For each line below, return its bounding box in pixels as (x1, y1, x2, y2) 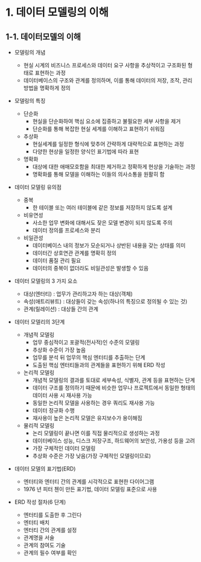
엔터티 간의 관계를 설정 (23, 526, 77, 534)
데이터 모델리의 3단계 (14, 319, 65, 325)
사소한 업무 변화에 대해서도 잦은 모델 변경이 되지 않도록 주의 (32, 219, 173, 226)
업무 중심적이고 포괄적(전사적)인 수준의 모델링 (32, 339, 140, 346)
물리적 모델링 (23, 422, 55, 429)
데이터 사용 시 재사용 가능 (32, 392, 92, 398)
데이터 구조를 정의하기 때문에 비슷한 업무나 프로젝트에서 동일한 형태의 (32, 384, 196, 391)
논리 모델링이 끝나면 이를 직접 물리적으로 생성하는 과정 (32, 429, 161, 437)
